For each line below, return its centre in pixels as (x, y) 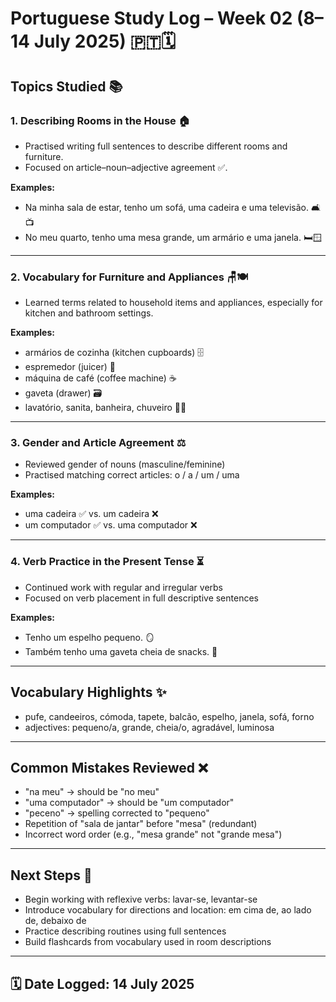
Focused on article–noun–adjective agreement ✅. (126, 167)
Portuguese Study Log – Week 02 (151, 18)
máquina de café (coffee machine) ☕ (100, 378)
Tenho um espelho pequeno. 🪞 (89, 637)
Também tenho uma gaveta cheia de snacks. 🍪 (121, 651)
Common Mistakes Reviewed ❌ (109, 767)
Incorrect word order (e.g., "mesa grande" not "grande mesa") (153, 834)
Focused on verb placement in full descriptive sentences (141, 598)
